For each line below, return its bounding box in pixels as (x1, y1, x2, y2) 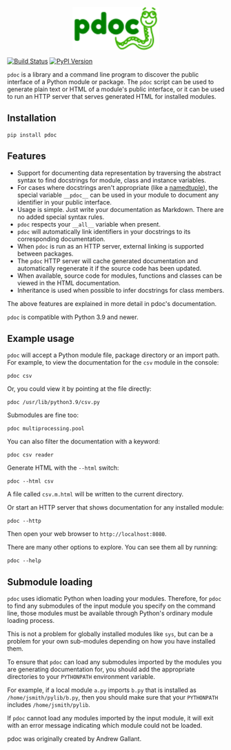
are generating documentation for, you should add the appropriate (7, 665, 195, 673)
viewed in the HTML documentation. (17, 278, 121, 287)
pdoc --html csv (7, 478, 54, 485)
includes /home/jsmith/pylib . (7, 701, 91, 709)
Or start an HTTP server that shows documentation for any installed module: (7, 503, 224, 512)
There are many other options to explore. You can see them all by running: (7, 543, 219, 552)
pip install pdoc (7, 131, 57, 138)
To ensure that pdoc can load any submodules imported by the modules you (7, 658, 222, 666)
